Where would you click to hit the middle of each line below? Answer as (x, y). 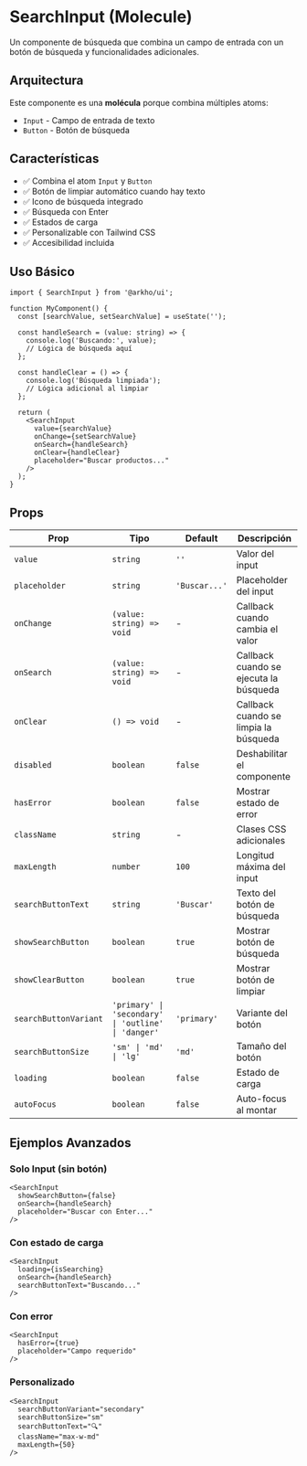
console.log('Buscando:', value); (91, 341)
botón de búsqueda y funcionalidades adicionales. (104, 51)
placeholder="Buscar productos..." (101, 461)
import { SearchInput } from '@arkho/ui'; (91, 293)
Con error (31, 1316)
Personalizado (42, 1382)
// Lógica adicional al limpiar (87, 389)
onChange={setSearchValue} (85, 437)
